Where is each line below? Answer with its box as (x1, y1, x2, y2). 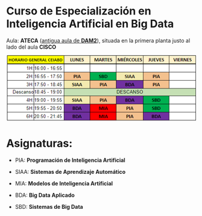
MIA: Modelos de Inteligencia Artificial (14, 180, 113, 187)
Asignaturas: (6, 137, 73, 150)
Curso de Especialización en (6, 4, 152, 18)
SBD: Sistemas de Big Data (14, 203, 83, 211)
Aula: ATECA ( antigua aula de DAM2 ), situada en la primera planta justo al (6, 37, 191, 44)
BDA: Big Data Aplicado (14, 191, 75, 199)
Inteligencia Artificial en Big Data (6, 17, 174, 31)
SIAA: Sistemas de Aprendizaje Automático (14, 168, 126, 176)
